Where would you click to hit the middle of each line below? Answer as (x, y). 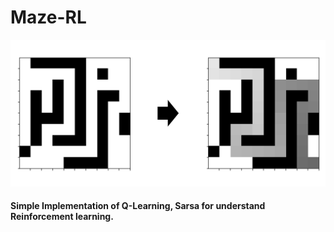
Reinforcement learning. (62, 217)
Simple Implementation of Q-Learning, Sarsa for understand (138, 206)
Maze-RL (48, 17)
